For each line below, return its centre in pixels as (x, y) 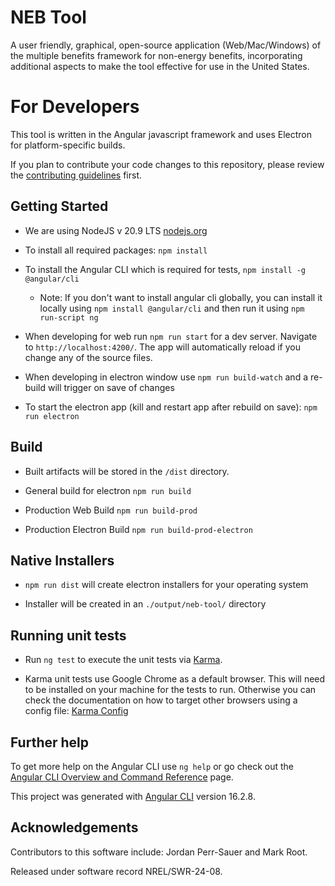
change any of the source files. (88, 357)
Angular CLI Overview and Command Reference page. (122, 777)
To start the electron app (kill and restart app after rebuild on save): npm (171, 407)
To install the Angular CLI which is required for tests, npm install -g (165, 269)
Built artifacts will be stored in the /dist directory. (127, 471)
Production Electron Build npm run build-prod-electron (138, 529)
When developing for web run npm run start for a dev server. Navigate (171, 336)
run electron (52, 416)
